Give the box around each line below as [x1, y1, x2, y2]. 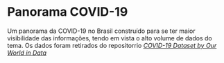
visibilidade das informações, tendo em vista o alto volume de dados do [7, 34, 213, 42]
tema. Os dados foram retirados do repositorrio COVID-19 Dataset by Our [7, 41, 217, 49]
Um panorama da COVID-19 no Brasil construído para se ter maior [7, 27, 196, 35]
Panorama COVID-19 [7, 4, 128, 20]
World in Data [7, 49, 47, 57]
